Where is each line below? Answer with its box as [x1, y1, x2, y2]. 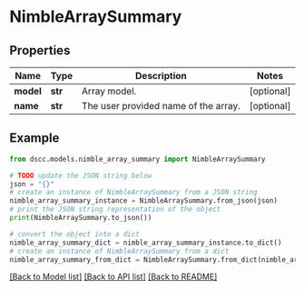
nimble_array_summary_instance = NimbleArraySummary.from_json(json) [9, 196, 279, 205]
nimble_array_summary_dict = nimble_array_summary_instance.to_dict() [9, 238, 282, 247]
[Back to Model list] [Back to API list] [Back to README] [9, 271, 218, 283]
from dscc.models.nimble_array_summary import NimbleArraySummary [9, 155, 266, 164]
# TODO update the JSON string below [9, 171, 152, 180]
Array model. [81, 85, 137, 97]
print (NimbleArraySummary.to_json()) [9, 214, 152, 223]
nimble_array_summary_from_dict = [9, 255, 141, 265]
